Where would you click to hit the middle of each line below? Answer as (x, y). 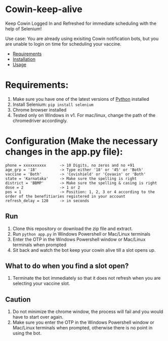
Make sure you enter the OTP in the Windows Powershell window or (83, 322)
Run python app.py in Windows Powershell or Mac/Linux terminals (81, 234)
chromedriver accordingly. (40, 121)
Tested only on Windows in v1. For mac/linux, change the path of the (84, 115)
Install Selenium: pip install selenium (53, 104)
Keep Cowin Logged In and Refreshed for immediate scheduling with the (81, 23)
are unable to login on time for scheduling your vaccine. (63, 44)
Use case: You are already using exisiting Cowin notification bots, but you (82, 39)
